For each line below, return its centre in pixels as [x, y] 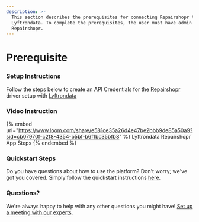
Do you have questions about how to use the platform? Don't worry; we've [97, 171]
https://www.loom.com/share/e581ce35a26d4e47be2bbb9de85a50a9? [105, 130]
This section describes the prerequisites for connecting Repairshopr [100, 17]
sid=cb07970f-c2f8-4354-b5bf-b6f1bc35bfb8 [63, 137]
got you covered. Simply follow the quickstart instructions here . [84, 178]
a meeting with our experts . [40, 212]
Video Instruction [32, 111]
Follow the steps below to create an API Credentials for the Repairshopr [93, 89]
